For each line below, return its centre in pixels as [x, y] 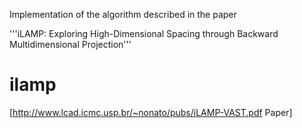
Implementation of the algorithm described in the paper [123, 14]
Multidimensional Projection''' [70, 44]
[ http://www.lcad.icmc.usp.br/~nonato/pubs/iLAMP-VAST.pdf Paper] [151, 112]
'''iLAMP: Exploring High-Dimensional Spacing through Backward [144, 33]
